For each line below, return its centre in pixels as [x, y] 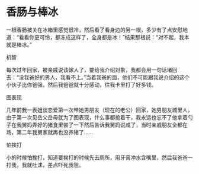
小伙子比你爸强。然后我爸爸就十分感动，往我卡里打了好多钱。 [81, 84]
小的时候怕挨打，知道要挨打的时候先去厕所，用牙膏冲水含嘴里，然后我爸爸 [97, 157]
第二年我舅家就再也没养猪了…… [55, 132]
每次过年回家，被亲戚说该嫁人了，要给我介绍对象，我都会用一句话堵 [89, 69]
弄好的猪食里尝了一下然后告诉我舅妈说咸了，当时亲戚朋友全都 [107, 125]
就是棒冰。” [19, 45]
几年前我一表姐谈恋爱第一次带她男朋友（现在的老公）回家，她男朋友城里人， [99, 110]
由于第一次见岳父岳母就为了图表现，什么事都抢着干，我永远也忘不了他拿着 [97, 117]
